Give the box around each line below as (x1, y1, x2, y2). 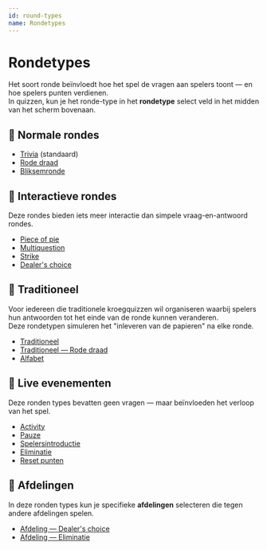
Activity (19, 422, 45, 431)
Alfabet (19, 353, 44, 363)
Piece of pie (19, 234, 60, 244)
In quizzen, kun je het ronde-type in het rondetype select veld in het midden (8, 96, 260, 106)
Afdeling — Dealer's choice (19, 524, 110, 533)
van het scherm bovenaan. (8, 105, 96, 115)
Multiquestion (19, 243, 65, 253)
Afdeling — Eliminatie (19, 532, 90, 542)
